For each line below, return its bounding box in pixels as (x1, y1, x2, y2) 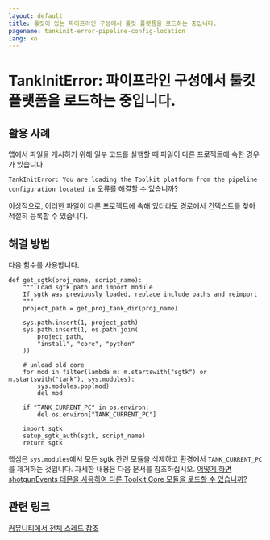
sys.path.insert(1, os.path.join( (23, 326, 139, 334)
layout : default (8, 11, 63, 20)
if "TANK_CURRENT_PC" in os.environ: (23, 403, 150, 412)
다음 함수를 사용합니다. (8, 260, 80, 270)
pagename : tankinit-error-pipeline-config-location (8, 27, 185, 35)
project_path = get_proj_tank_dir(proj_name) (23, 305, 179, 313)
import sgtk (23, 425, 63, 433)
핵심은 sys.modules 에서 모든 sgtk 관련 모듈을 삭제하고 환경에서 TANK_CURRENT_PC (8, 454, 263, 464)
